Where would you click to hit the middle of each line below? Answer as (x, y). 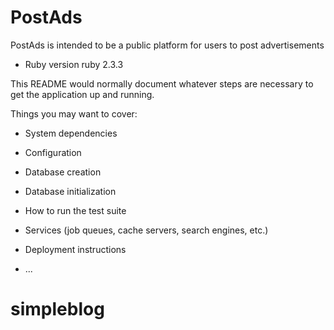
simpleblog (57, 309)
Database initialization (70, 191)
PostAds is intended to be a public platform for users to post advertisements (167, 45)
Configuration (53, 152)
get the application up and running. (82, 94)
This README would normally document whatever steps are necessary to (162, 83)
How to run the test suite (75, 210)
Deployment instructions (75, 249)
